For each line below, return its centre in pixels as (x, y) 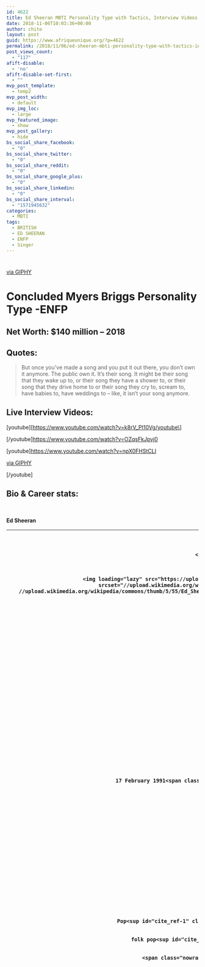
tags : (13, 222)
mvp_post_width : (27, 97)
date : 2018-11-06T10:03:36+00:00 (49, 23)
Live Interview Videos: (50, 413)
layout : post (23, 35)
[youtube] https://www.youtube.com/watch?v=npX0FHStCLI (81, 451)
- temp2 (22, 92)
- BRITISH (24, 228)
